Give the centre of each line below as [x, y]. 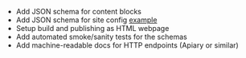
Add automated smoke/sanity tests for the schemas [101, 37]
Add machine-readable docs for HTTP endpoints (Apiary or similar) [127, 45]
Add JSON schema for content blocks [79, 12]
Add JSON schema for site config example [86, 20]
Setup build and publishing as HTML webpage [92, 28]
